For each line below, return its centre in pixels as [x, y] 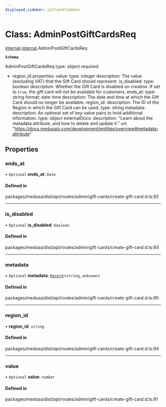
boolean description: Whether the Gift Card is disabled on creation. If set [86, 86]
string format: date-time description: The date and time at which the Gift [85, 97]
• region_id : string [25, 326]
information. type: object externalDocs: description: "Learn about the [83, 118]
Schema [12, 57]
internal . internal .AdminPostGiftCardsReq [46, 48]
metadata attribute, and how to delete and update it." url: [70, 123]
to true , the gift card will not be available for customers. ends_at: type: [84, 92]
